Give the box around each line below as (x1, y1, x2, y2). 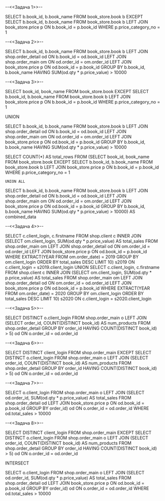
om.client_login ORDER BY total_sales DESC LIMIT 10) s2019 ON (5, 259, 135, 265)
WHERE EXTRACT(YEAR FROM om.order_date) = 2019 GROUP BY (5, 254, 139, 260)
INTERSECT (5, 460, 30, 466)
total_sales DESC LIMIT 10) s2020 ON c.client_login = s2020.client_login (5, 296, 152, 301)
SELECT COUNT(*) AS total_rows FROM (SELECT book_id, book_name (5, 154, 150, 160)
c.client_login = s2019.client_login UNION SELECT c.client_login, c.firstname (5, 265, 160, 270)
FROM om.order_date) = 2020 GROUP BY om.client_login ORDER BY (5, 291, 144, 296)
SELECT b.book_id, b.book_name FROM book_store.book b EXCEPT (5, 14, 143, 19)
